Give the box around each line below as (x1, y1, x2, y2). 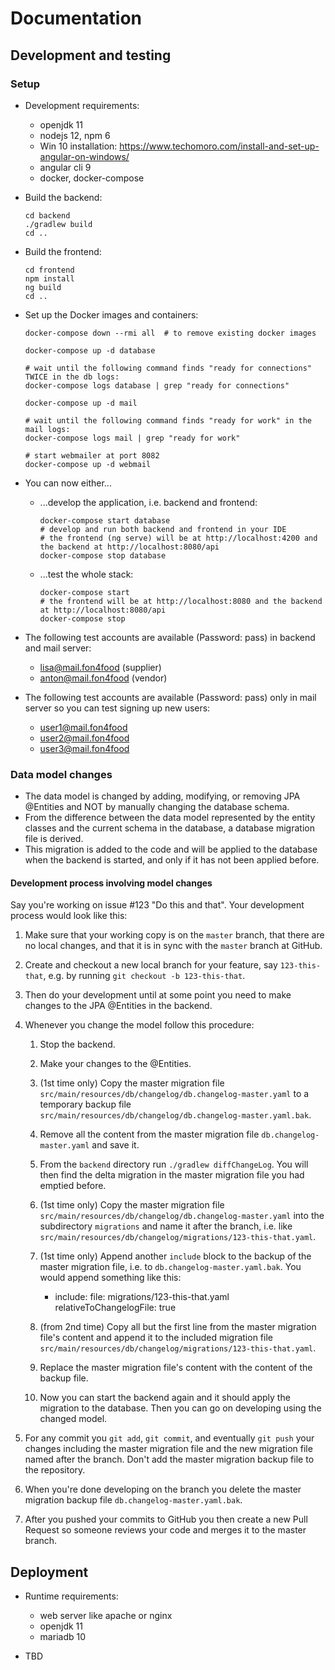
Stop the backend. (39, 1038, 116, 1051)
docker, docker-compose (39, 172, 145, 184)
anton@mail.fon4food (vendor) (39, 672, 168, 684)
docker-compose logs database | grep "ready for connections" (24, 380, 290, 391)
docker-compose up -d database (24, 345, 156, 356)
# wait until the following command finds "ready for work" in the (24, 415, 312, 426)
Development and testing (10, 47, 172, 64)
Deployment (10, 1563, 89, 1581)
